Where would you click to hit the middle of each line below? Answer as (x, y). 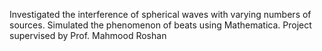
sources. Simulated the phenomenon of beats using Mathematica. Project (160, 25)
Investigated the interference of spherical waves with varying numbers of (160, 14)
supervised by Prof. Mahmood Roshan (88, 35)
